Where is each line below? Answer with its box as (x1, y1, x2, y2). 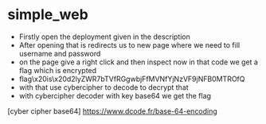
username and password (18, 48, 101, 58)
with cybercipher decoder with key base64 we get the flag (18, 91, 212, 100)
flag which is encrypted (18, 65, 97, 75)
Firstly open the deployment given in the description (18, 32, 190, 41)
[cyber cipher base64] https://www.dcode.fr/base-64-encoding (7, 106, 218, 116)
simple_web (7, 6, 88, 24)
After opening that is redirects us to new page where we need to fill (18, 40, 241, 49)
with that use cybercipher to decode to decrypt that (18, 82, 189, 92)
